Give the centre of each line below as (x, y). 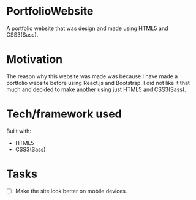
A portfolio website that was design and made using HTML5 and (87, 28)
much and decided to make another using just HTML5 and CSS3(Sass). (96, 89)
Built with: (19, 131)
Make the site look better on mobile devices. (71, 191)
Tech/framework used (64, 114)
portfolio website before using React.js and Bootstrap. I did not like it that (98, 83)
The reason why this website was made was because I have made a (92, 76)
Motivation (35, 60)
